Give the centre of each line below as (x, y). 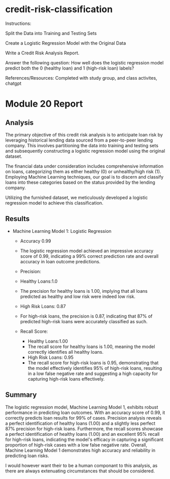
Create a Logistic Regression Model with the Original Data (65, 43)
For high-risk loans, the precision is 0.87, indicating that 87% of (86, 316)
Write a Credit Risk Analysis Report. (42, 53)
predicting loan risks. (27, 456)
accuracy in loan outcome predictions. (60, 261)
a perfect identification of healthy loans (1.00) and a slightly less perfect (80, 423)
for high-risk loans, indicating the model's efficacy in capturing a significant (84, 439)
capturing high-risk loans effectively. (66, 379)
